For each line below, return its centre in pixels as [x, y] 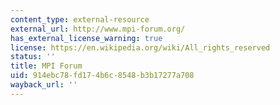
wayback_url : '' [44, 85]
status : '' [33, 57]
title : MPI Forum [46, 66]
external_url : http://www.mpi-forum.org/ [98, 29]
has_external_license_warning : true [86, 38]
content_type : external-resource [80, 19]
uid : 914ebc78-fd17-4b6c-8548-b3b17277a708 [102, 76]
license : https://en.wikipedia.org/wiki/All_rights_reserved [140, 47]
